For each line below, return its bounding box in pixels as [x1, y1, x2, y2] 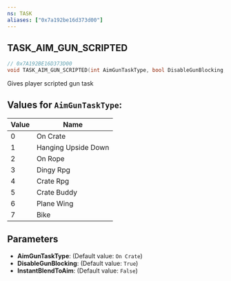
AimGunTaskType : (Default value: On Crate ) [17, 251, 143, 260]
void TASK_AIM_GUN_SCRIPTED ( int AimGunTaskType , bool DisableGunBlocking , [7, 67, 227, 74]
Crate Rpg [37, 176, 70, 186]
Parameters [7, 233, 59, 245]
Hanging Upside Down [37, 142, 110, 152]
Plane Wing [37, 198, 74, 208]
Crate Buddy [37, 187, 78, 197]
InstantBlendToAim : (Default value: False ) [17, 267, 138, 275]
